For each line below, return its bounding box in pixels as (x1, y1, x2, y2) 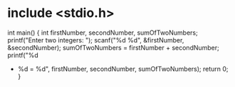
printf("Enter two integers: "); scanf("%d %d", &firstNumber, (7, 35, 184, 44)
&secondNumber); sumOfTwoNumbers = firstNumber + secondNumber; (7, 43, 219, 52)
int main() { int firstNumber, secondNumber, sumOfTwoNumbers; (7, 28, 198, 37)
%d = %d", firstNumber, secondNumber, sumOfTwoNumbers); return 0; (17, 64, 229, 73)
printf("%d (7, 51, 39, 59)
